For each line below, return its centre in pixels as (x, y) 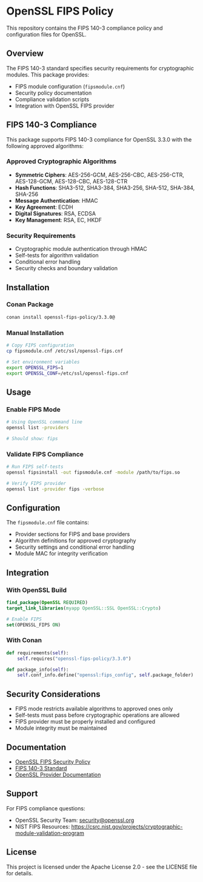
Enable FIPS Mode (33, 409)
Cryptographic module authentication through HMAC (81, 249)
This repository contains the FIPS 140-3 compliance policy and (85, 28)
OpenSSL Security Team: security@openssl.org (75, 820)
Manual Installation (35, 333)
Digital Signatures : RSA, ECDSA (55, 213)
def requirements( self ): (38, 653)
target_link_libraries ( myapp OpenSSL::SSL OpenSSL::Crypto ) (84, 608)
